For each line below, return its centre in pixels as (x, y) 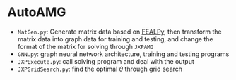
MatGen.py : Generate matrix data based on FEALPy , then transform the (120, 32)
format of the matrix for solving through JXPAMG (85, 46)
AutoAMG (37, 12)
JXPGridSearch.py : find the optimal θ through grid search (100, 69)
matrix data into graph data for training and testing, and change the (115, 39)
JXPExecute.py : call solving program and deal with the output (106, 61)
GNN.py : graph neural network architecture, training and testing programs (123, 54)
